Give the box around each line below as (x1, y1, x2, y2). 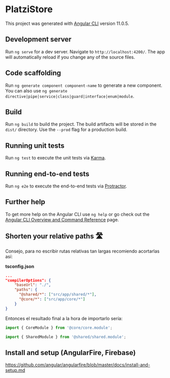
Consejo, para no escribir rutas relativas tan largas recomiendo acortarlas (5, 248, 160, 254)
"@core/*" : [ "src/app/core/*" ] (18, 297, 86, 302)
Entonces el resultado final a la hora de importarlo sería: (5, 315, 123, 321)
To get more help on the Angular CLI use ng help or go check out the (5, 211, 150, 217)
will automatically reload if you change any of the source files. (5, 54, 135, 60)
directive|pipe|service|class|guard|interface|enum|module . (5, 93, 134, 99)
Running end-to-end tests (5, 169, 90, 178)
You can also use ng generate (5, 87, 68, 93)
